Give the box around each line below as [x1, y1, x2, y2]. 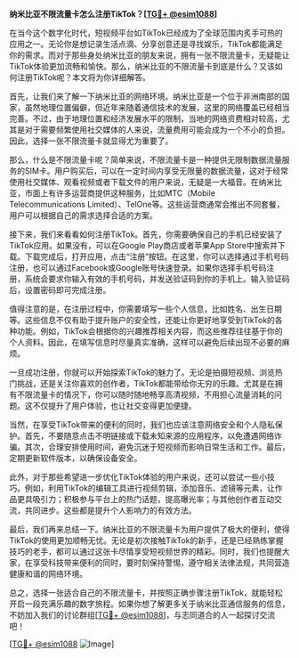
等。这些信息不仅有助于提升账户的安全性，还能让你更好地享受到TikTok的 [9, 315, 276, 325]
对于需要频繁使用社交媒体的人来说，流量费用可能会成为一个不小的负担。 [24, 125, 290, 134]
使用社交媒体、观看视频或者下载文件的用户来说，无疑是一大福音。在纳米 [9, 177, 274, 187]
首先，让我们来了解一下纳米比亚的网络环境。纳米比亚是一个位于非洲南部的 [9, 91, 282, 102]
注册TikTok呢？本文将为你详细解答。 [16, 72, 151, 83]
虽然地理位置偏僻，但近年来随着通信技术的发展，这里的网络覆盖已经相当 [24, 102, 290, 112]
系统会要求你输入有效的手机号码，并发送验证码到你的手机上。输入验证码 [24, 273, 290, 284]
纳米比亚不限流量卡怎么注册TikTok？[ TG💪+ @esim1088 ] [9, 9, 218, 19]
